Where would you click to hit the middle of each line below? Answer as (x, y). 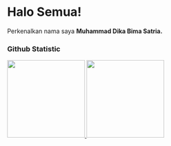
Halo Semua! (44, 12)
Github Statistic (34, 49)
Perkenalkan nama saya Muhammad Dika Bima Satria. (85, 31)
